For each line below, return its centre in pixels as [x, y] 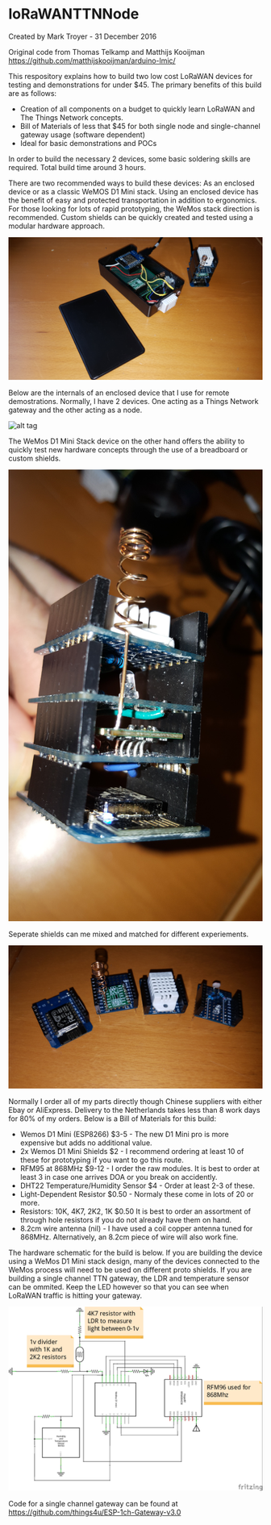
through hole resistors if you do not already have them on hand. [126, 1219]
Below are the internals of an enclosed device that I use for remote [119, 393]
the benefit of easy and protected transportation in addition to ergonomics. [133, 200]
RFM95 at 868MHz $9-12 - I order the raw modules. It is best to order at [140, 1168]
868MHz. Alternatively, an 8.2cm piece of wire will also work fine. [129, 1237]
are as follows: [33, 93]
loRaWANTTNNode [74, 14]
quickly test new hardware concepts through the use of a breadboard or [128, 450]
